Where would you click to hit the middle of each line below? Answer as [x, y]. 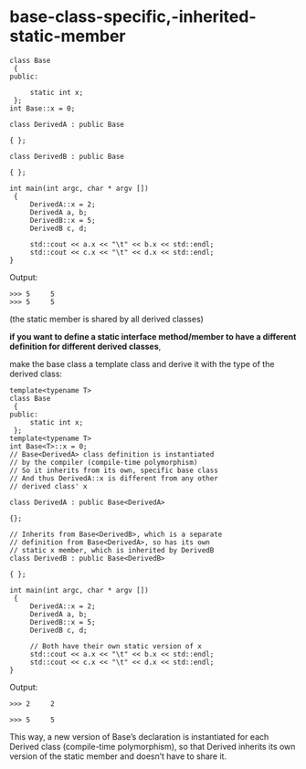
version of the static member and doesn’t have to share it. [118, 756]
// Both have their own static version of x [116, 646]
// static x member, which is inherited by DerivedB [112, 550]
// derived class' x [49, 486]
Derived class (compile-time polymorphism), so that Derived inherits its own [153, 746]
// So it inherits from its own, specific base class [114, 470]
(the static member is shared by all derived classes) [106, 319]
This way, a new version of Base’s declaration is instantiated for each [139, 736]
